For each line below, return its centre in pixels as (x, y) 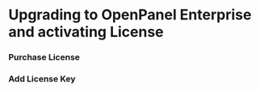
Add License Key (42, 79)
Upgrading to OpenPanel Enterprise (130, 15)
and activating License (86, 32)
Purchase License (44, 57)
